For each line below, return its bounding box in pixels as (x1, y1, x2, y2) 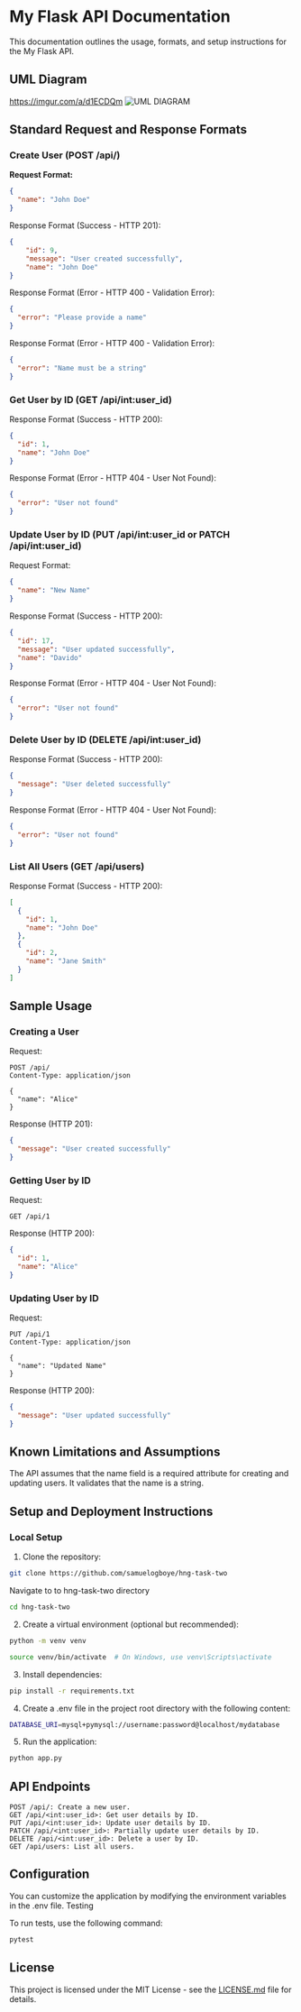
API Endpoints (9, 1778, 91, 1794)
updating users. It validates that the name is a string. (9, 1477, 205, 1489)
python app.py (9, 1754, 63, 1763)
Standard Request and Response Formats (9, 122, 248, 137)
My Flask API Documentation (9, 6, 232, 27)
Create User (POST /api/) (9, 149, 121, 161)
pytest (9, 1934, 34, 1944)
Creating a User (9, 1025, 79, 1038)
